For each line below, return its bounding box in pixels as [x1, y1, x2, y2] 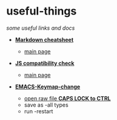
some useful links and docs [6, 24, 75, 32]
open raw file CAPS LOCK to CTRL [24, 95, 111, 102]
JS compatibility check [15, 59, 75, 67]
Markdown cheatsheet [15, 36, 74, 43]
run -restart [24, 107, 53, 115]
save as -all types [24, 101, 69, 108]
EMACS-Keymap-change [15, 83, 81, 90]
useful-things [6, 4, 77, 18]
